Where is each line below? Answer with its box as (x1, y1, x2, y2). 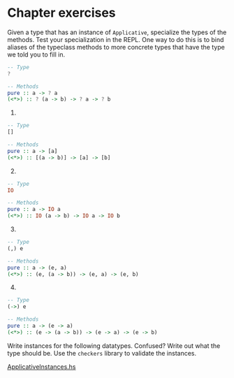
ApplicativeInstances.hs (7, 362, 76, 371)
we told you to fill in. (7, 50, 66, 59)
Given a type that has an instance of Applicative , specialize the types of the (7, 28, 227, 36)
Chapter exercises (7, 5, 117, 21)
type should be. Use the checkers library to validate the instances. (7, 349, 197, 357)
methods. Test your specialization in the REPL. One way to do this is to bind (7, 35, 224, 43)
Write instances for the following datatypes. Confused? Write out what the (7, 341, 221, 350)
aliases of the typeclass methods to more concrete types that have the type (7, 43, 225, 51)
